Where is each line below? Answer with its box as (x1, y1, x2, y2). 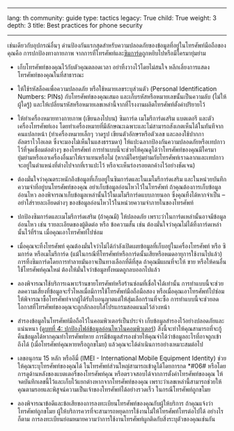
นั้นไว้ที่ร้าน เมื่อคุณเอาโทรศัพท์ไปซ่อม (17, 228, 103, 236)
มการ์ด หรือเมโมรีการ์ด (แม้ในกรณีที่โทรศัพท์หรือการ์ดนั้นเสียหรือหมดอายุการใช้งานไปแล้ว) (17, 250, 223, 258)
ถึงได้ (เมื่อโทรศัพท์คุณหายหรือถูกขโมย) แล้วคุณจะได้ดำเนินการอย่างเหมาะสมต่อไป (17, 340, 203, 348)
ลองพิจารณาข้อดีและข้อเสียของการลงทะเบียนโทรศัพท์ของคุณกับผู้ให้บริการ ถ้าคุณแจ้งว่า (17, 399, 214, 407)
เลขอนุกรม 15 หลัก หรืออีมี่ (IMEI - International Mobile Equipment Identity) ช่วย (17, 354, 226, 362)
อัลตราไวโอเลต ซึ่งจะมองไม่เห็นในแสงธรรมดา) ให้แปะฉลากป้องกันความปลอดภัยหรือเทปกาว (17, 138, 226, 146)
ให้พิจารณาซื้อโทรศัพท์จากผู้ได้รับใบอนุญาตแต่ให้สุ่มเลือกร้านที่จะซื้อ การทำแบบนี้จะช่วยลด (17, 295, 219, 303)
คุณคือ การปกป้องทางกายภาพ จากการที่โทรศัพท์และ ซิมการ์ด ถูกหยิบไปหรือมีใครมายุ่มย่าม (7, 49, 206, 57)
